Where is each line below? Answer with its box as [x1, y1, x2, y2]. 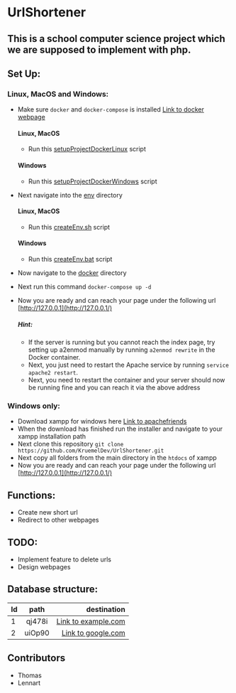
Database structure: [7, 584, 98, 596]
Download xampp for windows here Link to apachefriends [17, 417, 187, 426]
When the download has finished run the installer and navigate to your [17, 424, 223, 434]
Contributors [7, 652, 66, 665]
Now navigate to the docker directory [17, 269, 127, 277]
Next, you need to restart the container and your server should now [28, 376, 225, 385]
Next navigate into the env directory [17, 190, 123, 199]
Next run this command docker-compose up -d [17, 282, 152, 291]
